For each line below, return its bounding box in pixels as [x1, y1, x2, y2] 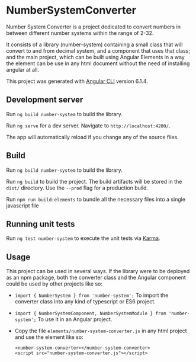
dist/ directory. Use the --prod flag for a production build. [6, 184, 148, 191]
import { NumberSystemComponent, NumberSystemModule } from [14, 310, 166, 317]
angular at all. [6, 66, 40, 73]
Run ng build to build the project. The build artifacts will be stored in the [6, 178, 182, 185]
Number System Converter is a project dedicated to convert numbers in [6, 23, 181, 30]
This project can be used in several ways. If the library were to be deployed [6, 268, 190, 275]
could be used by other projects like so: [6, 280, 102, 287]
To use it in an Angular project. [37, 316, 113, 323]
